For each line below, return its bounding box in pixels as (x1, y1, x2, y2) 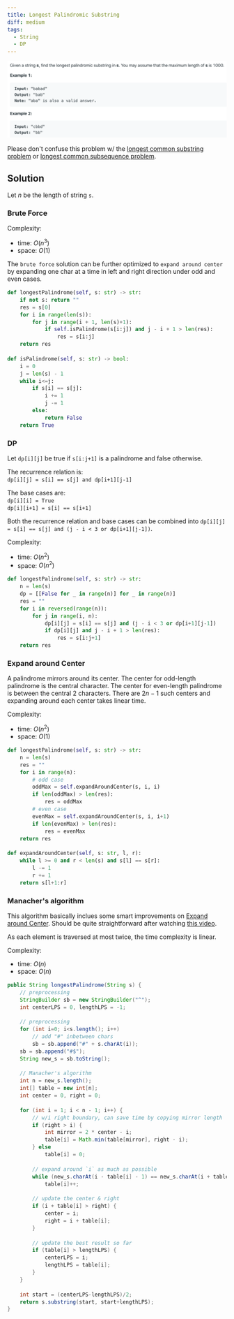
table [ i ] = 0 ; (44, 1151, 86, 1158)
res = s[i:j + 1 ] (56, 634, 101, 642)
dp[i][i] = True (7, 497, 54, 504)
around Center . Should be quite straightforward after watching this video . (7, 919, 217, 927)
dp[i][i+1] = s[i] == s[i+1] (7, 505, 92, 512)
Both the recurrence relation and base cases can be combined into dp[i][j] (7, 517, 226, 525)
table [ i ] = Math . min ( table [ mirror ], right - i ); (44, 1136, 189, 1144)
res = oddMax (44, 799, 82, 806)
